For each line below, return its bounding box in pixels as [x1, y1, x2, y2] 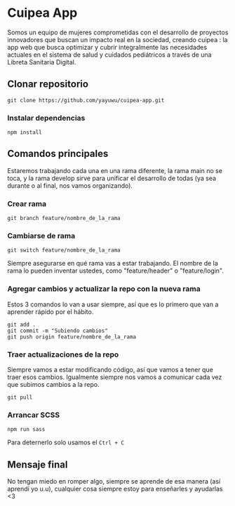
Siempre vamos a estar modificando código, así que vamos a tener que [7, 366, 214, 374]
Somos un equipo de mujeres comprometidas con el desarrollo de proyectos [7, 28, 229, 36]
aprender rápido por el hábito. [7, 307, 94, 316]
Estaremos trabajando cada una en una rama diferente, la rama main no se [7, 166, 223, 175]
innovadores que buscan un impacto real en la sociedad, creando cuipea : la [7, 35, 228, 43]
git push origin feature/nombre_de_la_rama [7, 333, 137, 341]
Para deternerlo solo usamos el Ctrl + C [7, 438, 125, 446]
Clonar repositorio [7, 78, 89, 90]
